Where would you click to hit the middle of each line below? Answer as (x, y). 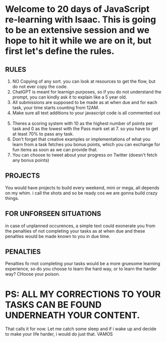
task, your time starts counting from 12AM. (56, 108)
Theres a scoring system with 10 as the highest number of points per (82, 123)
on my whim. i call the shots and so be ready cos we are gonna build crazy (81, 193)
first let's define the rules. (60, 51)
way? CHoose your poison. (33, 274)
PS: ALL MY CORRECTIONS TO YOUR (83, 294)
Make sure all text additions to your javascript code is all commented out (86, 113)
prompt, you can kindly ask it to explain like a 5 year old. (70, 97)
